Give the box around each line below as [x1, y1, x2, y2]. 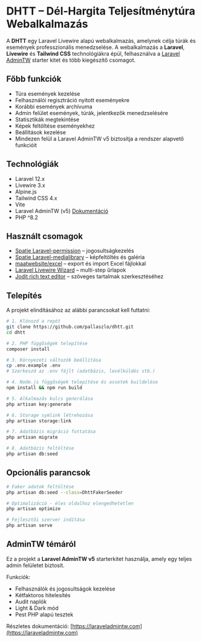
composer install [6, 346, 50, 352]
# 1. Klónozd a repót [6, 318, 61, 324]
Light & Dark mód [15, 604, 59, 612]
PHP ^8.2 [15, 214, 38, 221]
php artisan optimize [6, 506, 61, 512]
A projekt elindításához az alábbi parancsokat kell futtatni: [6, 307, 151, 314]
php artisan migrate [6, 434, 59, 441]
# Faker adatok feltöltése [6, 483, 74, 490]
